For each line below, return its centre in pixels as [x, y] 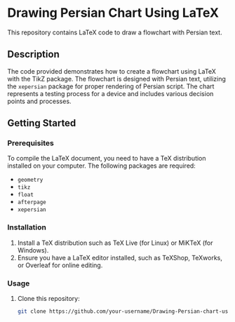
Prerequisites [31, 143]
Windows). [33, 250]
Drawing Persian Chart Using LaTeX [113, 13]
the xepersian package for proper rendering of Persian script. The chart [111, 86]
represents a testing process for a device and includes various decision [110, 93]
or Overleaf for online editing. [60, 265]
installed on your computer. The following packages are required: [102, 166]
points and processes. [39, 101]
